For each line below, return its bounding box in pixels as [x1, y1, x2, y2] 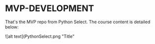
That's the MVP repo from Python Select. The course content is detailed [5, 19, 151, 25]
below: [5, 24, 19, 29]
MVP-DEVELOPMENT [5, 3, 94, 14]
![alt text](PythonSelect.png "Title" [5, 33, 75, 39]
